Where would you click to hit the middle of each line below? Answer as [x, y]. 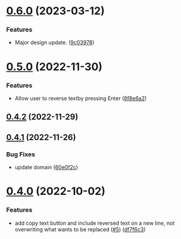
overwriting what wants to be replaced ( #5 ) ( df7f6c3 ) [80, 229]
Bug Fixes [21, 154]
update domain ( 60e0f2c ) [46, 167]
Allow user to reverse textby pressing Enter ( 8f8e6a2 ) [81, 98]
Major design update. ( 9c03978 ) [54, 42]
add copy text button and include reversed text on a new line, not [95, 223]
